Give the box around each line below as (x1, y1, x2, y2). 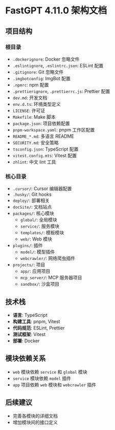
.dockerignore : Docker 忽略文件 (12, 56, 80, 62)
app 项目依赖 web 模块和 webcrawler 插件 (12, 381, 97, 388)
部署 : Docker (12, 338, 40, 344)
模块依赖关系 (5, 354, 46, 363)
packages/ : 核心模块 (12, 210, 55, 216)
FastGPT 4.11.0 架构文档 (5, 5, 107, 16)
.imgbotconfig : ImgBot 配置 (12, 75, 71, 81)
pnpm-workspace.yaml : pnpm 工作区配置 (12, 126, 95, 133)
